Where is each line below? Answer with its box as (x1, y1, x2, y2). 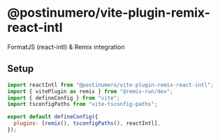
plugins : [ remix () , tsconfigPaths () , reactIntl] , (13, 120, 161, 127)
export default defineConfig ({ (7, 114, 98, 120)
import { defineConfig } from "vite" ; (7, 94, 120, 102)
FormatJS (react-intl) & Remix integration (7, 42, 125, 51)
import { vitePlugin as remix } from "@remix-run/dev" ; (7, 88, 173, 95)
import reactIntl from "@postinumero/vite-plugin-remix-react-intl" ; (7, 81, 214, 88)
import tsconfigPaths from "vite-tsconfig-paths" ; (7, 101, 158, 108)
